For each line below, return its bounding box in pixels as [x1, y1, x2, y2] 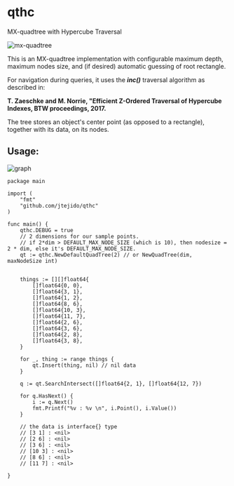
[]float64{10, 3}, [32, 306, 86, 313]
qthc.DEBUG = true [20, 227, 74, 234]
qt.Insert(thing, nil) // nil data [32, 362, 137, 369]
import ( [7, 190, 33, 197]
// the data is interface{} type [20, 423, 118, 430]
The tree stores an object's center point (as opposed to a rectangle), [7, 117, 205, 126]
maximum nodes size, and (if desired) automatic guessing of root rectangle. [7, 62, 226, 70]
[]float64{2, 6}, [32, 318, 83, 326]
